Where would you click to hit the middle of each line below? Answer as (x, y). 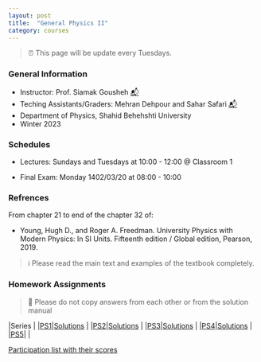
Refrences (29, 197)
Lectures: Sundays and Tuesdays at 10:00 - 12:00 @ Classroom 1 (126, 162)
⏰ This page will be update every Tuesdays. (100, 53)
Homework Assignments (57, 285)
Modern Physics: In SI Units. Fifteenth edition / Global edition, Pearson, (136, 239)
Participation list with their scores (63, 349)
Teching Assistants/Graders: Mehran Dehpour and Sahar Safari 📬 (128, 103)
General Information (48, 74)
